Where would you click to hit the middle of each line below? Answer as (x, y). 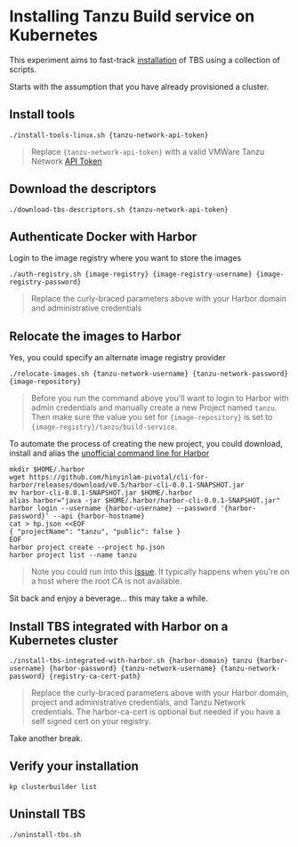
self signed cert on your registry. (91, 721)
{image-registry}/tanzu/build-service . (104, 427)
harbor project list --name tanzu (73, 555)
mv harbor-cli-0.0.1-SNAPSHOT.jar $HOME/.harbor (101, 493)
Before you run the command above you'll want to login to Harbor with (160, 399)
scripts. (23, 69)
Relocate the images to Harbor (95, 336)
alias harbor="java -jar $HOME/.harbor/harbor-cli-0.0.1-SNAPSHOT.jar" (145, 501)
